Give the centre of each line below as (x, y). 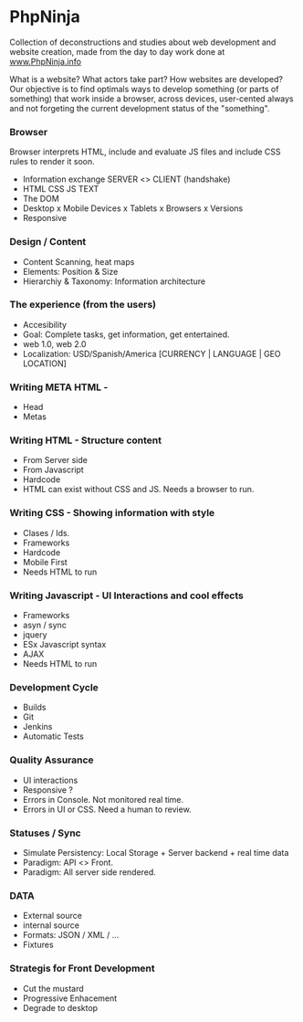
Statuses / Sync (45, 833)
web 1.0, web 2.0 (54, 343)
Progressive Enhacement (70, 998)
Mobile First (45, 562)
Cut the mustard (53, 988)
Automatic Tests (53, 736)
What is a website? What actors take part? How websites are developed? (146, 79)
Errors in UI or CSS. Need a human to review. (107, 809)
